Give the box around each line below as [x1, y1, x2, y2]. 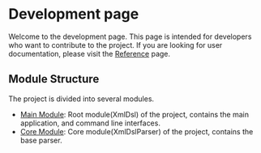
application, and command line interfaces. [19, 118, 160, 128]
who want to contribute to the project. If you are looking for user [8, 40, 223, 49]
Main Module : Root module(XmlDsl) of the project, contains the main [19, 109, 250, 119]
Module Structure [8, 72, 100, 86]
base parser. [19, 135, 62, 145]
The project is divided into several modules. [8, 94, 155, 104]
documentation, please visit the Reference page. [8, 49, 171, 58]
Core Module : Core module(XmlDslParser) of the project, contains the [19, 126, 254, 136]
